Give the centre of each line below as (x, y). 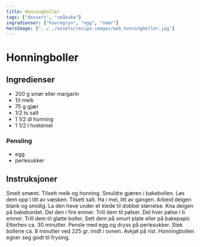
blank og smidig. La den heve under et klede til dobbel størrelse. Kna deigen (100, 206)
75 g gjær (27, 107)
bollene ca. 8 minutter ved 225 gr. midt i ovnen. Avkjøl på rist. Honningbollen (100, 231)
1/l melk (24, 100)
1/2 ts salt (27, 113)
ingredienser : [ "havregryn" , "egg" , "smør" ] (62, 23)
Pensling (19, 141)
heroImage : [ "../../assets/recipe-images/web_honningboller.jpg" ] (90, 28)
